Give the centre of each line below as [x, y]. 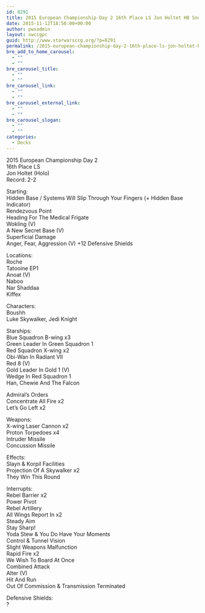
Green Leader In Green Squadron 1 [50, 343]
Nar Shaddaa [23, 287]
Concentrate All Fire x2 [35, 401]
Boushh [16, 312]
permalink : [20, 46]
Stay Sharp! [21, 527]
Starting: [17, 191]
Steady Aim [21, 521]
